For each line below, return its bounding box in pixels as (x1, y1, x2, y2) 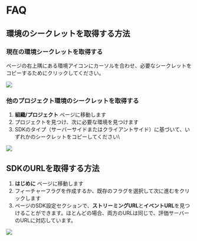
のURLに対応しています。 (14, 216, 77, 224)
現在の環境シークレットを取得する (6, 48, 103, 56)
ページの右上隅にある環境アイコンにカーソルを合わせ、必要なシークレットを (6, 62, 192, 69)
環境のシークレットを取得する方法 (6, 28, 130, 38)
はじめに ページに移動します (14, 180, 84, 187)
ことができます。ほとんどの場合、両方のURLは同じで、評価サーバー (25, 209, 190, 216)
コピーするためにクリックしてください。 (6, 69, 104, 77)
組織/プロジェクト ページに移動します (14, 111, 106, 118)
